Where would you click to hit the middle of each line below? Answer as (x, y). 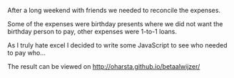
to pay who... (27, 53)
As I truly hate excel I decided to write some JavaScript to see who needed (117, 45)
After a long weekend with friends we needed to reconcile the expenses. (114, 10)
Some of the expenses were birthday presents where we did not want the (115, 24)
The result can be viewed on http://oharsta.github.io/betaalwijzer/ (104, 66)
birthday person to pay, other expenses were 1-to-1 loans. (92, 32)
